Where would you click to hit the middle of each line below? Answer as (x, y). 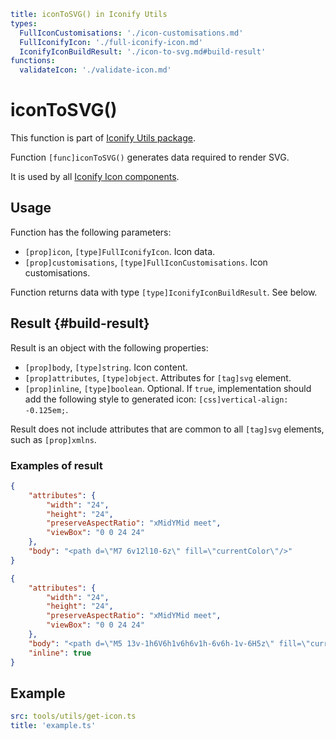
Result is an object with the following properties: (109, 347)
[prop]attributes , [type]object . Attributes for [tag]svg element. (158, 377)
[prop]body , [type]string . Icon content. (106, 367)
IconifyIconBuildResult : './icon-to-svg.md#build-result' (143, 51)
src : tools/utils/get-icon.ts (73, 716)
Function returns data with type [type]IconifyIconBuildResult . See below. (164, 292)
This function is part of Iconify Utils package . (103, 138)
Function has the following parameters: (91, 232)
